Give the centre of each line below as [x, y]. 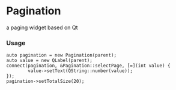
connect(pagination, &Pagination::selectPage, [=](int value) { [88, 66]
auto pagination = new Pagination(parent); [62, 55]
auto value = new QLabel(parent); [50, 61]
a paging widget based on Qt [42, 27]
